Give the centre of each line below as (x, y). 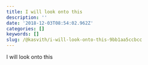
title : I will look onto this (45, 12)
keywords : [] (23, 34)
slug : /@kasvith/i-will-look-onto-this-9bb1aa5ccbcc (74, 40)
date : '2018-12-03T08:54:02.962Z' (50, 23)
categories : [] (25, 29)
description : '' (27, 17)
